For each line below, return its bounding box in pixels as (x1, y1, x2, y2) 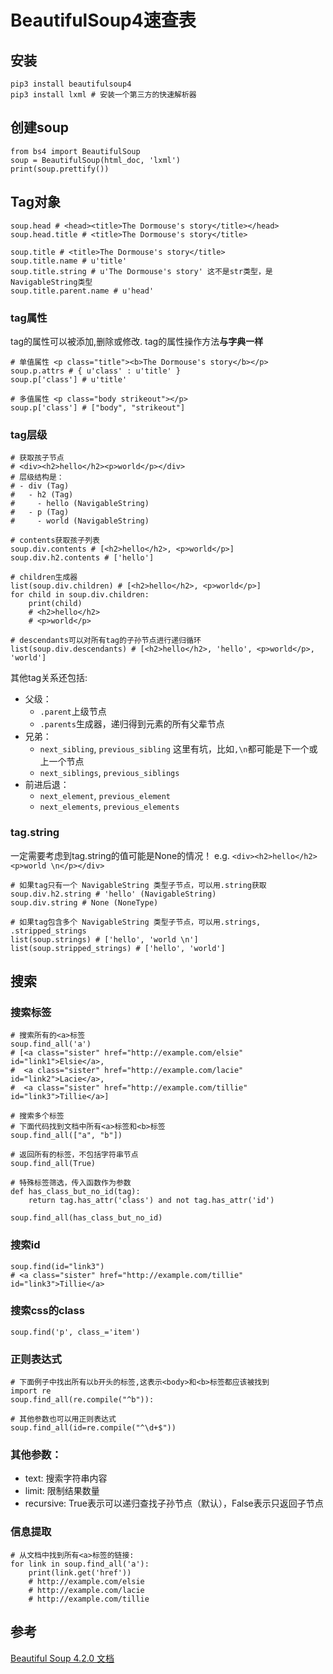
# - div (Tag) (10, 481, 70, 491)
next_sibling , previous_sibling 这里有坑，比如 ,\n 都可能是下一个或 (39, 743, 318, 755)
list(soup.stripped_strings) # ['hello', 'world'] (10, 943, 226, 953)
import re (10, 1386, 52, 1396)
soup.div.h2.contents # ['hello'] (10, 553, 155, 563)
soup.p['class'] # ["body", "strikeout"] (10, 402, 186, 413)
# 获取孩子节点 (10, 453, 65, 463)
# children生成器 (10, 572, 78, 583)
